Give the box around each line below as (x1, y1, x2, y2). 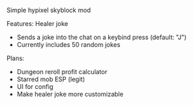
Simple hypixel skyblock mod (6, 6, 91, 14)
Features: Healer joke (6, 20, 68, 27)
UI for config (16, 83, 54, 90)
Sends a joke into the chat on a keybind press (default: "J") (16, 33, 187, 41)
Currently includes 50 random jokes (16, 41, 121, 48)
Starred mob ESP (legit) (16, 75, 86, 83)
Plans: (6, 54, 25, 62)
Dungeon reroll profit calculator (16, 68, 108, 76)
